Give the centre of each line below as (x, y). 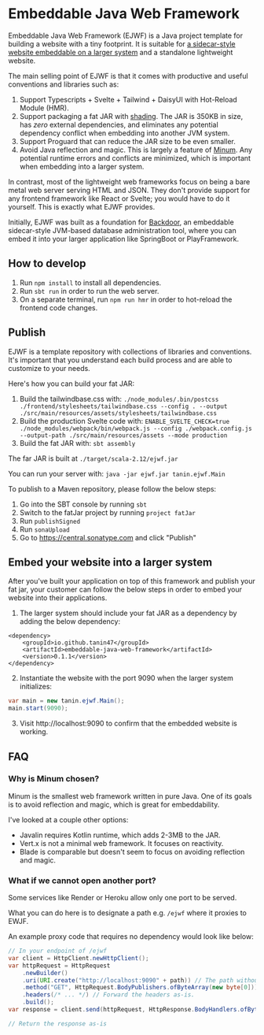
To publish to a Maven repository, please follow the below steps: (112, 488)
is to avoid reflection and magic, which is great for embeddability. (114, 804)
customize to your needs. (49, 368)
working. (34, 732)
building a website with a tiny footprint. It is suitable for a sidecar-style (122, 43)
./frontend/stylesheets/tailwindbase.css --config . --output (123, 406)
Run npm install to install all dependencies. (90, 282)
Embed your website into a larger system (110, 562)
